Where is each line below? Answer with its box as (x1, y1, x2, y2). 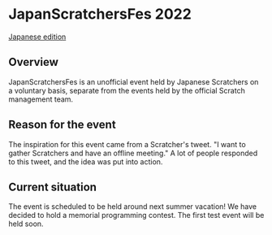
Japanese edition (8, 32, 67, 41)
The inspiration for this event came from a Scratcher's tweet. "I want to (8, 139, 246, 149)
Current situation (8, 180, 97, 194)
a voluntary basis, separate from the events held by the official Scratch (8, 85, 245, 95)
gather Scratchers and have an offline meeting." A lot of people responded (8, 148, 258, 158)
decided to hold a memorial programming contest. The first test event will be (8, 211, 265, 220)
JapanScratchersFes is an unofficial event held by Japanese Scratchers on (8, 76, 259, 86)
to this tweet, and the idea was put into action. (8, 156, 163, 167)
